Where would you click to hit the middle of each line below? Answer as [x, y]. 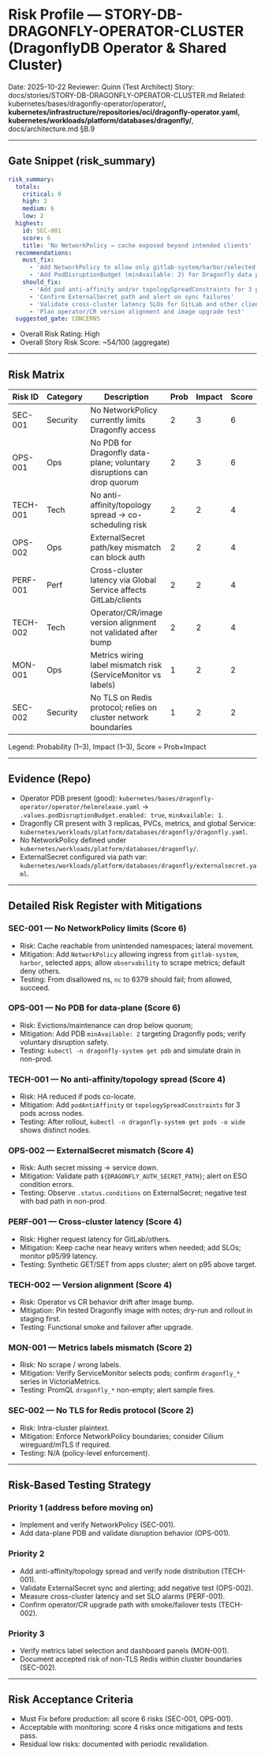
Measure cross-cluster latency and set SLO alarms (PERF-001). [122, 1596]
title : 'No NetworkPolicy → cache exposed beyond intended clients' [137, 245]
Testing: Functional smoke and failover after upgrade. [106, 1327]
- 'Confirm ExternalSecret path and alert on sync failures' [132, 297]
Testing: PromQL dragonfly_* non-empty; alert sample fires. [117, 1390]
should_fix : [42, 282]
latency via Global [123, 580]
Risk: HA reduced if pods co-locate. [78, 1097]
